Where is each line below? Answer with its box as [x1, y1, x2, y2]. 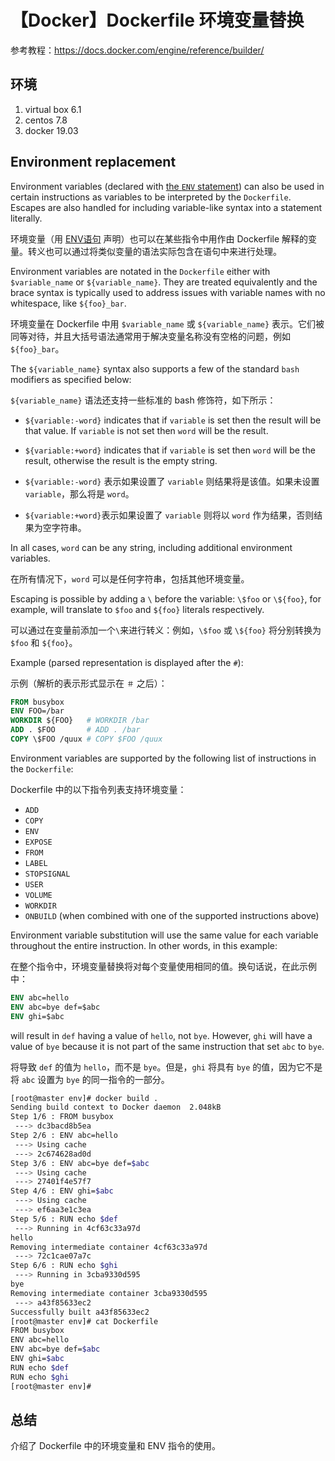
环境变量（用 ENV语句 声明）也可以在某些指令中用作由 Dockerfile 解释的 [10, 232, 309, 245]
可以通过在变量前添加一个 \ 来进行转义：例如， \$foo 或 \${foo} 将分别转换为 [10, 624, 322, 636]
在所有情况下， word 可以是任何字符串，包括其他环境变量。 [10, 572, 250, 585]
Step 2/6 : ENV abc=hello [10, 1131, 118, 1141]
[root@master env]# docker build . [10, 1093, 159, 1103]
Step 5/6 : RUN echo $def [10, 1214, 118, 1224]
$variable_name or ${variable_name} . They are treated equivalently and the [10, 276, 318, 288]
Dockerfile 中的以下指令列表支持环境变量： [10, 783, 187, 795]
